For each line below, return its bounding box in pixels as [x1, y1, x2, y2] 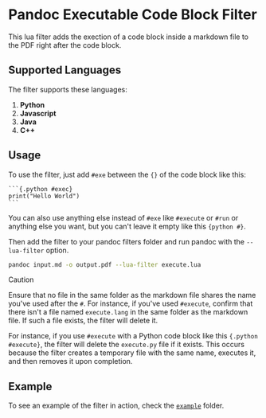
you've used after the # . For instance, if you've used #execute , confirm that [8, 299, 253, 308]
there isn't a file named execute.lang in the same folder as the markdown [8, 307, 248, 317]
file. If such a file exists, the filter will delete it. [8, 316, 158, 326]
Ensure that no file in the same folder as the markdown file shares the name [8, 291, 256, 300]
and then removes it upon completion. [8, 357, 133, 366]
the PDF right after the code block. [8, 40, 122, 49]
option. [45, 245, 69, 255]
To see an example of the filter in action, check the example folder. [8, 400, 225, 411]
